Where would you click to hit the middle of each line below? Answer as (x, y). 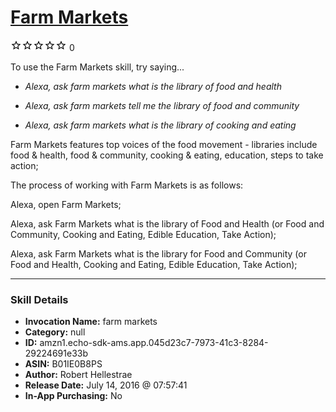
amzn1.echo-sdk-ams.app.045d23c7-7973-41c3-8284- (154, 343)
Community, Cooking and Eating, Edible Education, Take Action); (143, 234)
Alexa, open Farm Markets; (66, 204)
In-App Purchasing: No (73, 396)
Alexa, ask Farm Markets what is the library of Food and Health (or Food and (167, 223)
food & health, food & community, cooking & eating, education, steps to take (167, 155)
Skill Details (39, 299)
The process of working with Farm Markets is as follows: (127, 185)
